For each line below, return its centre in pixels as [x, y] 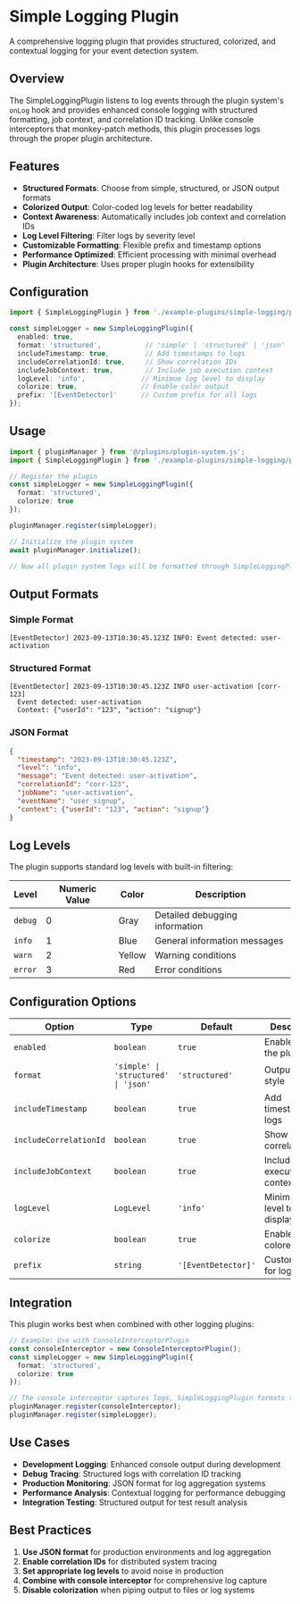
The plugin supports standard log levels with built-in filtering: [121, 867]
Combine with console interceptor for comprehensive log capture [145, 1580]
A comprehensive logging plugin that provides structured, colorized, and [143, 41]
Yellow [132, 955]
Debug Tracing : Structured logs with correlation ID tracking [132, 1474]
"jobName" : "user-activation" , [75, 793]
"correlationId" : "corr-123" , [73, 785]
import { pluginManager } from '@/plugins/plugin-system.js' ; [127, 452]
